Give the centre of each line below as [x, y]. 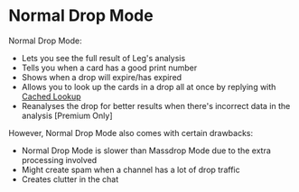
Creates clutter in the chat [70, 179]
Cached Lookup [51, 96]
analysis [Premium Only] [67, 115]
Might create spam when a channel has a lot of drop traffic [131, 169]
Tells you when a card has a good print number [109, 68]
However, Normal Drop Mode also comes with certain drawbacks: [131, 133]
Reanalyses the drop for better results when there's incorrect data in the [156, 105]
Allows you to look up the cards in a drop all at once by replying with [149, 87]
